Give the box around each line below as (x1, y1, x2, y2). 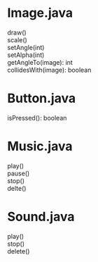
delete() (7, 247, 30, 255)
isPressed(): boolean (7, 113, 67, 122)
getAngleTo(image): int (7, 58, 73, 66)
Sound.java (7, 209, 75, 225)
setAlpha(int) (7, 51, 45, 59)
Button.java (7, 90, 76, 106)
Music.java (7, 139, 73, 154)
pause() (7, 169, 30, 177)
